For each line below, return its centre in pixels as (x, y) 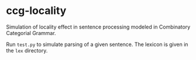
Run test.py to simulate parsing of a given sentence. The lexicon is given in (97, 44)
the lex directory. (27, 50)
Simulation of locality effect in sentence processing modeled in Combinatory (98, 27)
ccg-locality (36, 11)
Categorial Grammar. (31, 33)
